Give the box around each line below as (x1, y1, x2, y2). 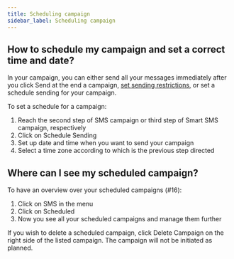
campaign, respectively (17, 124, 87, 132)
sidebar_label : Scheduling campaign (7, 17, 116, 24)
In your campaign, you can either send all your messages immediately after (7, 73, 227, 82)
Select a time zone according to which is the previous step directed (17, 147, 215, 155)
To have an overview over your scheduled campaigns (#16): (7, 186, 182, 194)
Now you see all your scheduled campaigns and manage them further (17, 215, 222, 223)
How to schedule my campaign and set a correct (7, 43, 225, 55)
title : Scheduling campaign (7, 10, 91, 18)
